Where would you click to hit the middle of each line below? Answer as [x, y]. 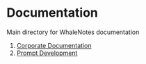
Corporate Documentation [54, 45]
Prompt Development [47, 53]
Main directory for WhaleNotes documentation [73, 32]
